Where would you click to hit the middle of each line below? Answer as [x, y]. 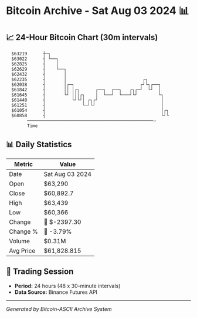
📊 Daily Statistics [39, 145]
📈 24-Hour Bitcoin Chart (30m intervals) [82, 37]
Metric [24, 164]
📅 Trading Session [40, 272]
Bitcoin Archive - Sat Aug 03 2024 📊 [98, 11]
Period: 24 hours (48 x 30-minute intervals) [67, 286]
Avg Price [22, 250]
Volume [20, 241]
